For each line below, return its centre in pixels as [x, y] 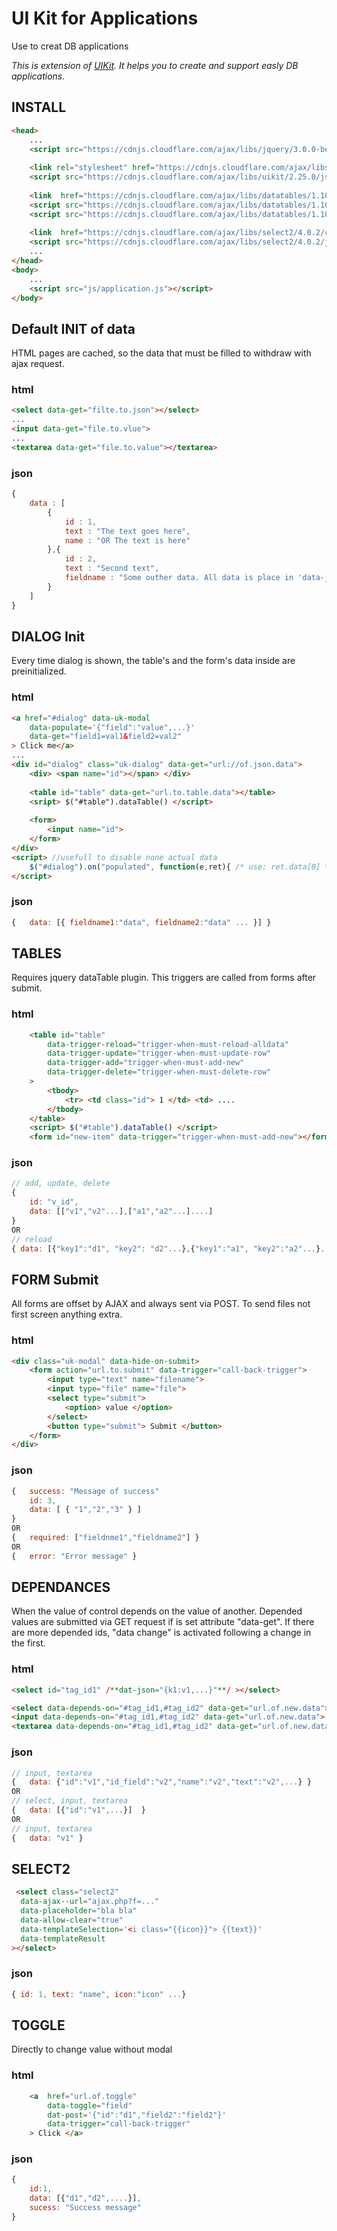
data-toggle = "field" [90, 2105]
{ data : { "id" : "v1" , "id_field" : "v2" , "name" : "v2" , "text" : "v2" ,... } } [161, 1782]
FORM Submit [55, 1279]
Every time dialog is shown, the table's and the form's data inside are [153, 661]
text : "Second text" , [112, 568]
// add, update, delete [61, 1183]
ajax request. [38, 364]
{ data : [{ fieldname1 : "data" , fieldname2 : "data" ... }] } [141, 922]
